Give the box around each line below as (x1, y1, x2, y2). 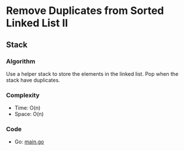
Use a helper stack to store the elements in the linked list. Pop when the (6, 70, 179, 77)
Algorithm (6, 57, 36, 65)
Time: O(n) (14, 104, 41, 111)
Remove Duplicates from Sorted (6, 4, 164, 17)
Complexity (6, 91, 40, 99)
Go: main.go (14, 138, 44, 145)
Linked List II (6, 16, 68, 30)
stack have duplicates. (6, 76, 60, 83)
